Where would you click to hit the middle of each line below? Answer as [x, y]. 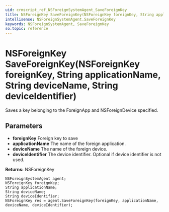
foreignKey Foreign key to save [45, 138]
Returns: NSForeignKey [30, 169]
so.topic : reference [27, 29]
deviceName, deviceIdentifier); [39, 205]
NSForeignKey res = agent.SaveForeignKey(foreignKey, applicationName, [82, 200]
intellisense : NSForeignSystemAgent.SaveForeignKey [60, 19]
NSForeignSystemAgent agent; [36, 179]
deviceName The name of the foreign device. [60, 149]
